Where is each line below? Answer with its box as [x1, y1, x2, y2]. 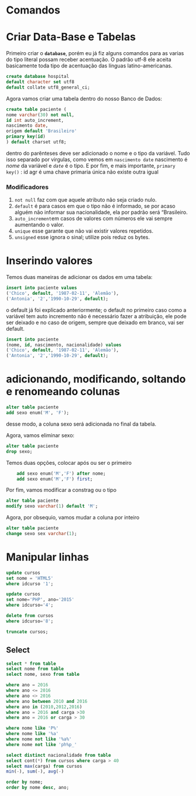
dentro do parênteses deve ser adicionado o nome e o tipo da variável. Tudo [6, 149, 190, 157]
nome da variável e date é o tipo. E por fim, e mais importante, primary [6, 162, 176, 169]
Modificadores [6, 183, 49, 191]
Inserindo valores [6, 254, 93, 267]
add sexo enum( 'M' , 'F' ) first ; [16, 476, 93, 482]
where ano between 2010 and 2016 [6, 698, 88, 704]
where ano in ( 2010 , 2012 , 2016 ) [6, 704, 82, 710]
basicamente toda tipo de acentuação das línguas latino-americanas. [6, 62, 173, 69]
